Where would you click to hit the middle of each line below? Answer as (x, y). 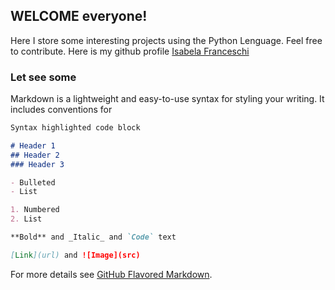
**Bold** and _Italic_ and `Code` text (93, 237)
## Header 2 (35, 155)
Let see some (43, 77)
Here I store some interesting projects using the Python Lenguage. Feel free (166, 40)
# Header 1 (33, 145)
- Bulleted (33, 182)
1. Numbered (35, 210)
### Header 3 (37, 164)
